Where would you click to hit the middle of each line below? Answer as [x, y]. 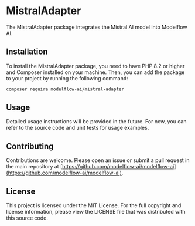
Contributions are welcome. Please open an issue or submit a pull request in [98, 160]
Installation [27, 52]
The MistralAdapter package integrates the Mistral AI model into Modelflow [97, 27]
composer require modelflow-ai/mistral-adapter [65, 89]
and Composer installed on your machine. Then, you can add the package [95, 72]
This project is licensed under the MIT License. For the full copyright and [94, 205]
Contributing [30, 146]
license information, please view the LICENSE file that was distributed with [96, 212]
